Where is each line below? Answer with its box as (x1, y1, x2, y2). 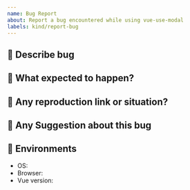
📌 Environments (7, 143, 77, 155)
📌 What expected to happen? (7, 72, 135, 84)
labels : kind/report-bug (7, 23, 79, 30)
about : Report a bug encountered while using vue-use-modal (7, 17, 184, 24)
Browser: (17, 169, 44, 177)
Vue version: (17, 176, 54, 184)
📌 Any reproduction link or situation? (7, 96, 168, 107)
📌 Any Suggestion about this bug (7, 119, 152, 131)
